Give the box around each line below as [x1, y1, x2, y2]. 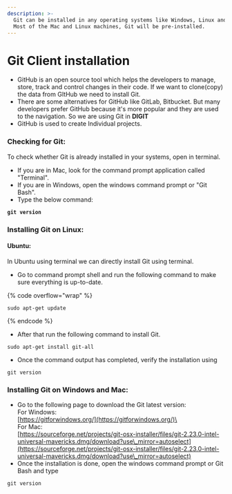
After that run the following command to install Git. [17, 330, 161, 339]
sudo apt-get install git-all [7, 343, 95, 350]
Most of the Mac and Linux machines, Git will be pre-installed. [13, 23, 206, 30]
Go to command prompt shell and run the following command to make [17, 270, 216, 278]
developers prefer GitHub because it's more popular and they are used [17, 105, 219, 113]
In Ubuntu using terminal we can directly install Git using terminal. [7, 257, 194, 265]
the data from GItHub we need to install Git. [17, 91, 141, 99]
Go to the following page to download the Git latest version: [17, 401, 186, 409]
